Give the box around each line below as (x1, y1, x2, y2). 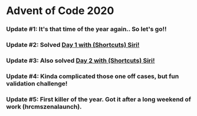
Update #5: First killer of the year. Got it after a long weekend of (6, 95, 192, 103)
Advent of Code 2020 (6, 4, 114, 18)
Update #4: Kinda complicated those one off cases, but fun (6, 72, 179, 80)
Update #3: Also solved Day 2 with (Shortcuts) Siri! (6, 56, 155, 64)
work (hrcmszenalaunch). (6, 103, 82, 111)
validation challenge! (6, 79, 68, 87)
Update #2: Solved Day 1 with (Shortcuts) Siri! (6, 41, 140, 49)
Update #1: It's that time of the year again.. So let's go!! (6, 25, 167, 33)
